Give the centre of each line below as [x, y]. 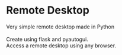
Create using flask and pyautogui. [47, 39]
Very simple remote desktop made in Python [60, 27]
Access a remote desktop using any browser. [61, 46]
